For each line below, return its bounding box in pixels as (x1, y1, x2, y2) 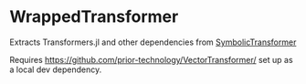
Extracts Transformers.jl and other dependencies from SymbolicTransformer (9, 37, 297, 47)
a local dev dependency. (9, 64, 102, 75)
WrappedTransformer (9, 6, 179, 27)
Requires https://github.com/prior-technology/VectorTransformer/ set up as (9, 54, 294, 65)
